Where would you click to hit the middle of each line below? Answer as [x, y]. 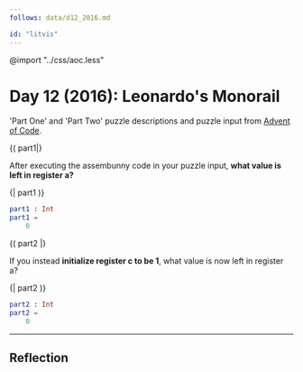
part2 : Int [32, 305]
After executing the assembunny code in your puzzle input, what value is [145, 166]
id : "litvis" [34, 34]
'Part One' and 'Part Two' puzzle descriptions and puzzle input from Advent [150, 121]
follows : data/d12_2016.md [60, 18]
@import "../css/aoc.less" [57, 60]
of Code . [26, 131]
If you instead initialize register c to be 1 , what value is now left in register [147, 261]
